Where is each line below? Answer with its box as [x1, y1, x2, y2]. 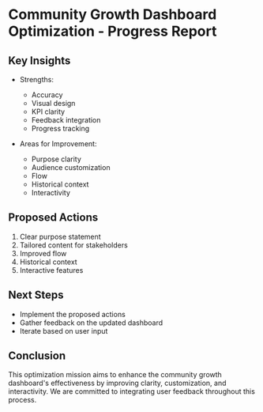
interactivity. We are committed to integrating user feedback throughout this [8, 387, 255, 396]
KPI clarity [31, 107, 66, 116]
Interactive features [19, 265, 84, 274]
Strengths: [19, 75, 54, 84]
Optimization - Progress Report [8, 22, 217, 40]
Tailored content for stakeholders [19, 240, 128, 250]
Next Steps [8, 289, 64, 302]
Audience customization [31, 163, 111, 172]
